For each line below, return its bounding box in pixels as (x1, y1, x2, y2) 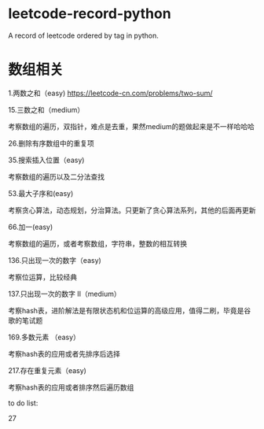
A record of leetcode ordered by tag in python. (8, 31, 159, 40)
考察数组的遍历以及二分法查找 (8, 172, 104, 181)
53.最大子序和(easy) (8, 188, 74, 198)
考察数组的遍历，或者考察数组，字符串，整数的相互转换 (8, 239, 187, 248)
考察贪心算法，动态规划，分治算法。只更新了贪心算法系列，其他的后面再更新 (8, 205, 256, 215)
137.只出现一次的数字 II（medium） (8, 289, 121, 298)
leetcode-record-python (8, 5, 171, 23)
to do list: (8, 398, 38, 408)
